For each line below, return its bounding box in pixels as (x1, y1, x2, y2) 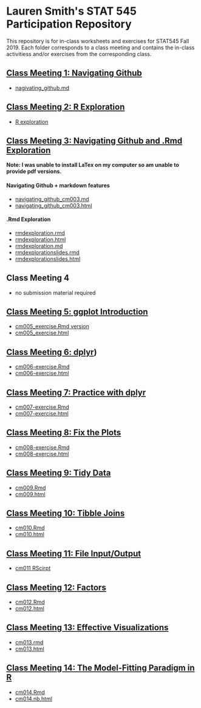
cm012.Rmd (15, 598, 46, 606)
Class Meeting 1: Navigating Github (6, 68, 143, 79)
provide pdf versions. (6, 168, 62, 175)
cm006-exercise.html (15, 370, 69, 377)
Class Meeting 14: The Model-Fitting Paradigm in (6, 663, 195, 673)
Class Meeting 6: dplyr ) (6, 347, 97, 357)
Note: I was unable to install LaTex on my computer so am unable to (6, 161, 179, 169)
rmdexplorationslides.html (15, 255, 81, 263)
